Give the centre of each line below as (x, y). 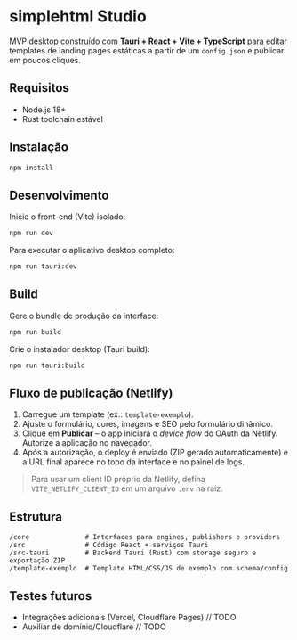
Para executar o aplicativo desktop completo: (92, 250)
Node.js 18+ (44, 110)
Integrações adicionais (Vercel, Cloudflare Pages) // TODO (129, 617)
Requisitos (39, 88)
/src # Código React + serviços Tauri (109, 546)
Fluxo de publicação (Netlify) (91, 393)
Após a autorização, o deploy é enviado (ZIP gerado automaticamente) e (155, 453)
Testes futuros (51, 596)
